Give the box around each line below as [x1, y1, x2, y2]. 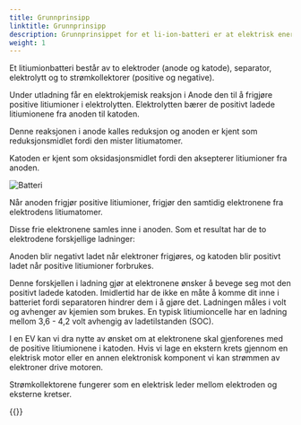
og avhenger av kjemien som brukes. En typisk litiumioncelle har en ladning [9, 307, 288, 317]
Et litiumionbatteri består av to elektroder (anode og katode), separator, [9, 63, 271, 74]
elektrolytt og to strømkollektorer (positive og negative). [9, 73, 215, 83]
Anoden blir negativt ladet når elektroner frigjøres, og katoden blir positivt [9, 251, 281, 262]
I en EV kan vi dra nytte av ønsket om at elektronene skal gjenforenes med [9, 334, 284, 344]
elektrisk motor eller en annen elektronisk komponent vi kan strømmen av [9, 352, 280, 363]
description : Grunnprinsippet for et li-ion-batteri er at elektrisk [9, 30, 275, 39]
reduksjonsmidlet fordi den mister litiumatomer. [9, 135, 184, 146]
